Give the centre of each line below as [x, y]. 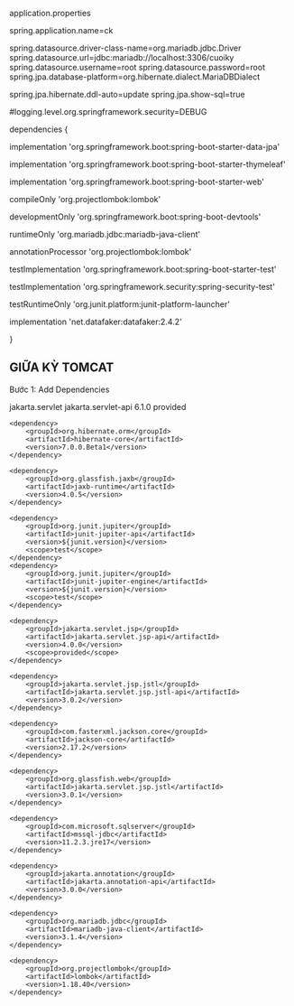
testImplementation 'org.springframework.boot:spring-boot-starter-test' [143, 269]
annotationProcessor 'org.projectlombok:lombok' [101, 251]
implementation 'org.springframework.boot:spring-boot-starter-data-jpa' [145, 147]
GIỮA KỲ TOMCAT [62, 368]
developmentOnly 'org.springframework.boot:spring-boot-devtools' [135, 217]
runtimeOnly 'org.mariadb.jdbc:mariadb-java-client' [105, 234]
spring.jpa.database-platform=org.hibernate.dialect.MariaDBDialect [135, 77]
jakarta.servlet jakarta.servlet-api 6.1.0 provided [98, 406]
